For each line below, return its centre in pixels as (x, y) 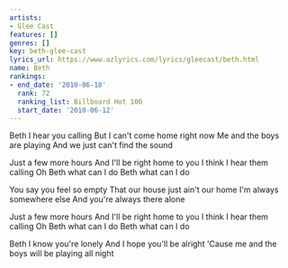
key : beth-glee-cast (48, 51)
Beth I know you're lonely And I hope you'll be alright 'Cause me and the (143, 244)
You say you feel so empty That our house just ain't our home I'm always (144, 189)
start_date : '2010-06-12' (66, 110)
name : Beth (30, 69)
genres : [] (30, 43)
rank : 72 (34, 93)
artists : (26, 18)
